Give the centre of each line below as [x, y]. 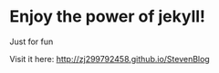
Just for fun [31, 41]
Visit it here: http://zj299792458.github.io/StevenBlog [109, 59]
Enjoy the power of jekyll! [108, 17]
